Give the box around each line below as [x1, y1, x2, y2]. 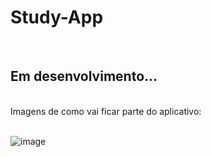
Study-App [10, 6, 104, 29]
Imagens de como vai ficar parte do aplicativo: [10, 105, 202, 117]
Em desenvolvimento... [10, 68, 158, 85]
